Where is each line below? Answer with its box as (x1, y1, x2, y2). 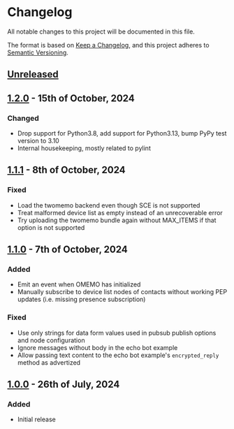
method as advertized (17, 358, 81, 367)
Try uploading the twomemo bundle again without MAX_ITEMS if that (17, 216, 217, 224)
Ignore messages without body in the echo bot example (17, 343, 178, 351)
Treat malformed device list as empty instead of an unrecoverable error (17, 208, 224, 217)
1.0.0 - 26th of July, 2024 (7, 379, 120, 391)
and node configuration (17, 336, 85, 344)
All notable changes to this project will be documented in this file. (7, 27, 196, 36)
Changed (7, 113, 40, 123)
